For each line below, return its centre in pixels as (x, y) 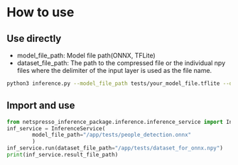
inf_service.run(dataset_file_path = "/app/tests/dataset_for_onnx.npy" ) (115, 148)
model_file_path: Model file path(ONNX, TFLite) (86, 55)
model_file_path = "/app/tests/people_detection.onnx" (112, 135)
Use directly (34, 39)
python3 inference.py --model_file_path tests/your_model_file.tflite (113, 84)
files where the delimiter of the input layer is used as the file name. (114, 70)
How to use (40, 12)
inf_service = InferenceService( (56, 128)
